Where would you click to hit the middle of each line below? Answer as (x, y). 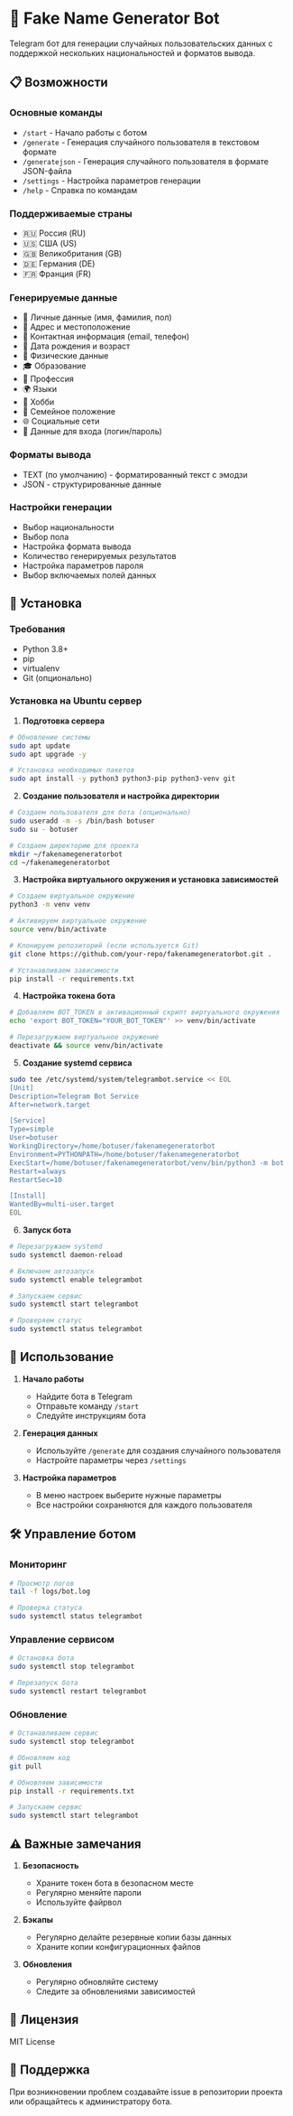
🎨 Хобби (38, 402)
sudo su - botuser (44, 829)
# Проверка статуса (46, 1608)
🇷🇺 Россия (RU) (54, 233)
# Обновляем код (40, 1757)
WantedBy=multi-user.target (62, 1205)
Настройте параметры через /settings (111, 1460)
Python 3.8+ (46, 648)
